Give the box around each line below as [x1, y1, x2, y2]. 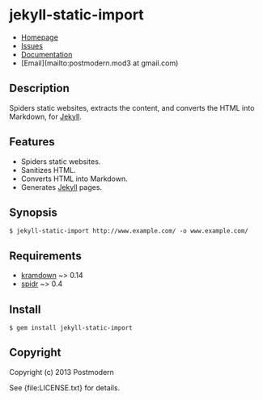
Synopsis [9, 205, 57, 219]
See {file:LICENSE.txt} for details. [9, 382, 121, 393]
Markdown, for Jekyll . [9, 112, 82, 121]
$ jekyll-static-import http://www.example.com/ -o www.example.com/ [9, 227, 249, 235]
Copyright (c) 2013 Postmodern [9, 367, 114, 377]
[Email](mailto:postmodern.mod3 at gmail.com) [20, 58, 179, 68]
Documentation [20, 49, 73, 59]
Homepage [20, 32, 59, 42]
